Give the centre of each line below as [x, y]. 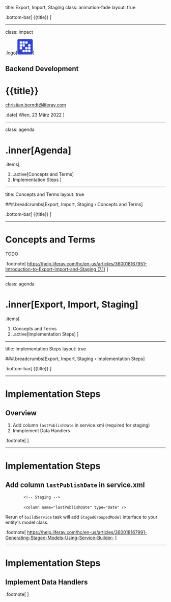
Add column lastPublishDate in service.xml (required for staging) [81, 425]
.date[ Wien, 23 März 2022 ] [35, 115]
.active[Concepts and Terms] [43, 174]
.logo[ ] [20, 53]
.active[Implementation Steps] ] [46, 334]
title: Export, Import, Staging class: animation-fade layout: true [70, 7]
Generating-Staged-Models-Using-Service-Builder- [60, 538]
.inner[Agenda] [38, 150]
